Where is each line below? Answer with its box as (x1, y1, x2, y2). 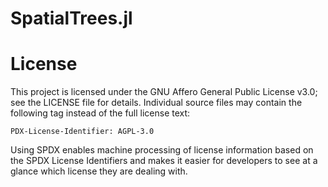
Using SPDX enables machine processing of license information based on (10, 144, 314, 156)
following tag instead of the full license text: (10, 107, 191, 119)
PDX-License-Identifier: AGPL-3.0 (10, 127, 155, 137)
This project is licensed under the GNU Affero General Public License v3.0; (10, 86, 318, 98)
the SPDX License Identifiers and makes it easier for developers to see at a (10, 155, 318, 167)
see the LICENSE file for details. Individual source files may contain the (10, 97, 303, 109)
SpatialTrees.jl (10, 7, 133, 30)
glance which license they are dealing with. (10, 165, 188, 177)
